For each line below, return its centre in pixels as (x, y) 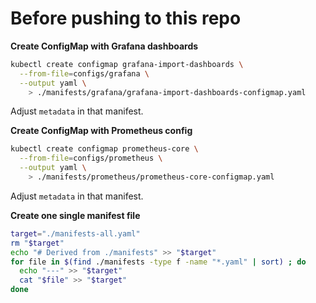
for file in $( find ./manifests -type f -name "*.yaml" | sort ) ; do (158, 262)
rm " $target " (37, 243)
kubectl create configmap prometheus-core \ (104, 149)
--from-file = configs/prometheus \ (91, 158)
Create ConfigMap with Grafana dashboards (104, 46)
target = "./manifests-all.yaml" (75, 233)
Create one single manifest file (75, 215)
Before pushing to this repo (126, 18)
